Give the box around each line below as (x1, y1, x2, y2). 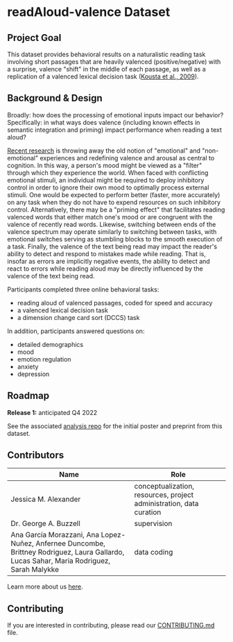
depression (17, 369, 50, 378)
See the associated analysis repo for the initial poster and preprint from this (7, 421, 223, 430)
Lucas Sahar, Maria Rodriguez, (10, 556, 111, 566)
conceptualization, (134, 482, 195, 491)
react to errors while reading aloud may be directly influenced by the (7, 264, 203, 273)
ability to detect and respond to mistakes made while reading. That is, (7, 249, 206, 257)
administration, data (134, 499, 199, 509)
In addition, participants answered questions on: (7, 327, 145, 335)
